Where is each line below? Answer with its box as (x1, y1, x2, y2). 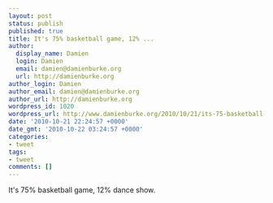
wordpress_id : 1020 (8, 102, 75, 110)
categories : (8, 132, 49, 140)
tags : (8, 148, 27, 156)
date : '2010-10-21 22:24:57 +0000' (8, 118, 129, 126)
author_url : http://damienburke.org (8, 95, 132, 103)
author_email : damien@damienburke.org (8, 87, 140, 96)
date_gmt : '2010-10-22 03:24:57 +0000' (8, 125, 144, 133)
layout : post (8, 11, 53, 20)
